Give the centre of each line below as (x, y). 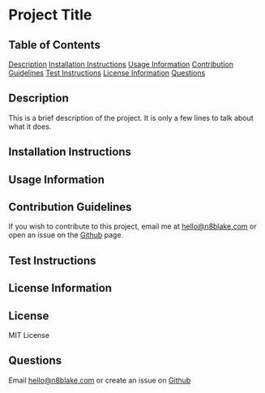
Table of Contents (55, 45)
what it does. (30, 126)
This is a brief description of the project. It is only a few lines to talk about (131, 117)
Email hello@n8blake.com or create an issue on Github (100, 380)
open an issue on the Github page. (66, 235)
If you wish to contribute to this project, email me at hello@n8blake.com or (132, 226)
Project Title (50, 15)
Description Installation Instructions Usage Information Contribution (121, 64)
